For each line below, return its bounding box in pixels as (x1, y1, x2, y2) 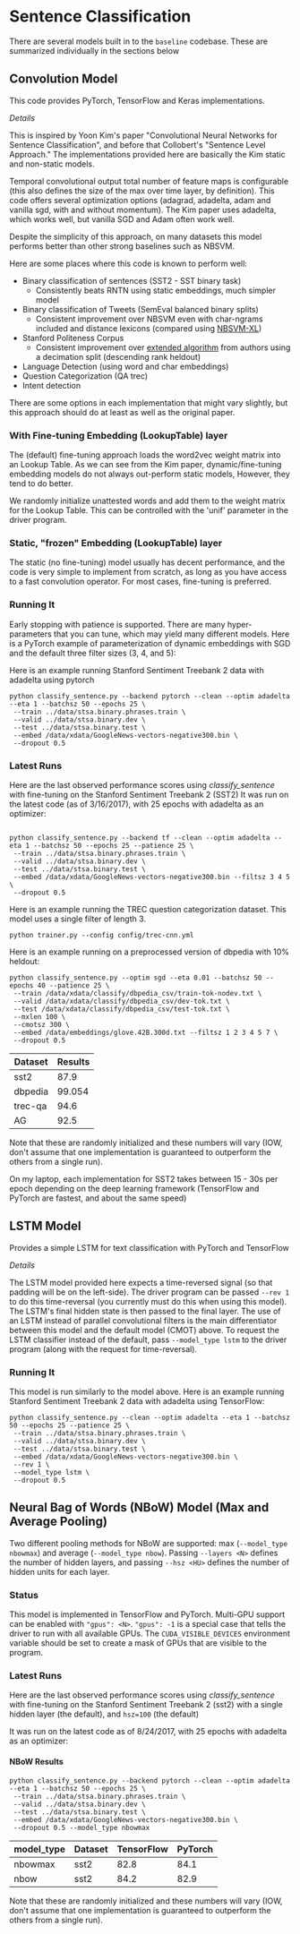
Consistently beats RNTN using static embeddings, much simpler (35, 285, 276, 295)
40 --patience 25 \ (37, 980, 110, 990)
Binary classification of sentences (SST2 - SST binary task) (21, 275, 242, 286)
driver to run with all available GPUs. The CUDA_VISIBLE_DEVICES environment (9, 1628, 291, 1639)
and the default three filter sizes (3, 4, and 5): (9, 647, 176, 658)
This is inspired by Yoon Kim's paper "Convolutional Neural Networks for (9, 130, 278, 141)
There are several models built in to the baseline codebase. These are (9, 36, 269, 47)
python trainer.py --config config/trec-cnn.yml (9, 930, 194, 939)
